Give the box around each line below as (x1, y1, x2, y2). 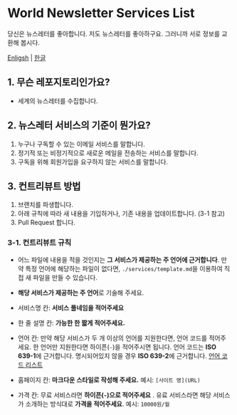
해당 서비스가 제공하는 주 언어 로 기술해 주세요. (17, 288, 144, 297)
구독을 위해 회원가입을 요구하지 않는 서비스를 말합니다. (17, 157, 169, 166)
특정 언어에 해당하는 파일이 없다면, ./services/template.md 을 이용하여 (25, 264, 223, 273)
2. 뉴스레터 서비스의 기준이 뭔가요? (7, 120, 151, 132)
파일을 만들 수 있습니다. (33, 273, 98, 282)
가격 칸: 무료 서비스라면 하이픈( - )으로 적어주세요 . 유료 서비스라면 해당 (17, 390, 211, 399)
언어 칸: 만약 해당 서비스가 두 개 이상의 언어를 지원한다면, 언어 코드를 (17, 333, 208, 342)
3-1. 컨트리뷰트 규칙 (7, 238, 72, 248)
